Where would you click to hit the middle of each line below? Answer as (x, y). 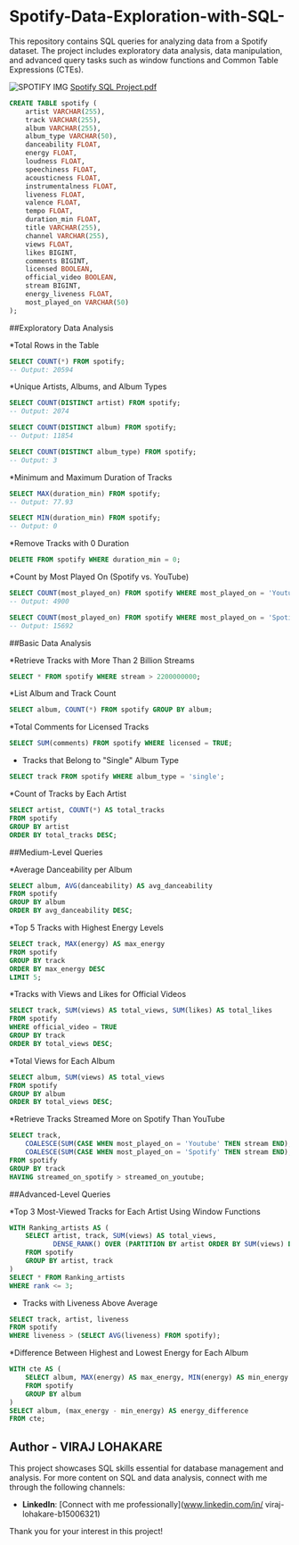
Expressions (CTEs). (47, 70)
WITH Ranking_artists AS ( (59, 1228)
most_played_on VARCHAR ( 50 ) (77, 302)
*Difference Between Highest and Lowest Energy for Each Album (129, 1353)
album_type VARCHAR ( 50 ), (71, 137)
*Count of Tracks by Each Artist (68, 794)
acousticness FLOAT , (63, 178)
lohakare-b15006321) (61, 1514)
